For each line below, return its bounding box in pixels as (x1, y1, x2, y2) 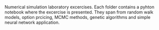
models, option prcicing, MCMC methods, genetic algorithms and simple (4, 15, 151, 20)
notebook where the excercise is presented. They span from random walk (4, 9, 154, 15)
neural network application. (4, 19, 60, 25)
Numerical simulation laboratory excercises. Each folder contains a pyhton (4, 4, 155, 10)
